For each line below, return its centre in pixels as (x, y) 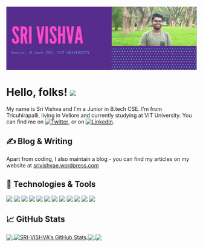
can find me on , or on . (60, 122)
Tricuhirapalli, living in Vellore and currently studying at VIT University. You (99, 115)
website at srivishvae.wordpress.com (53, 165)
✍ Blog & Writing (39, 141)
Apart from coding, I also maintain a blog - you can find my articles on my (98, 159)
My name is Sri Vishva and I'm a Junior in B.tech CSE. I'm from (84, 108)
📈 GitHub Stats (36, 219)
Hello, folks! (37, 92)
